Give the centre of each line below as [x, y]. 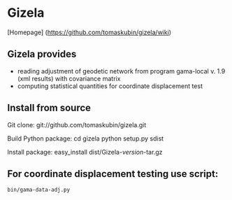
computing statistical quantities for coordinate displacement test [110, 86]
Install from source [49, 108]
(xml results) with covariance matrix [69, 78]
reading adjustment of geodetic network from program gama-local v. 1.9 [121, 71]
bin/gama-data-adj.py [39, 190]
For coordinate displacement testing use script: [113, 174]
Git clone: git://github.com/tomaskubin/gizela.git [77, 124]
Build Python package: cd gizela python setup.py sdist [86, 138]
